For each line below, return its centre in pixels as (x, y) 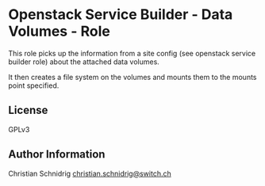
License (28, 110)
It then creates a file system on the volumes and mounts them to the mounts (132, 77)
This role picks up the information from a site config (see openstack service (132, 53)
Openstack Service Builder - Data (121, 15)
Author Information (57, 155)
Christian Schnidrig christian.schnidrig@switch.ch (90, 173)
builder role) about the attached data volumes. (84, 62)
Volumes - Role (60, 31)
